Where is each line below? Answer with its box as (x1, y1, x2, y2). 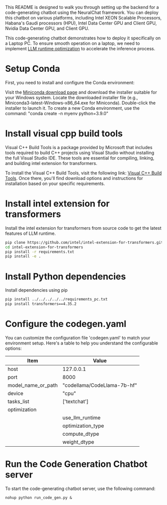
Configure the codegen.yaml (5, 319, 127, 330)
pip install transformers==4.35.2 (5, 302, 77, 307)
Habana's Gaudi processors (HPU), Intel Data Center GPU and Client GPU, (5, 20, 157, 26)
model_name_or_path (7, 381, 58, 388)
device (7, 390, 24, 397)
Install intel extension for (5, 198, 110, 209)
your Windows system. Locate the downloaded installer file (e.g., (5, 94, 138, 100)
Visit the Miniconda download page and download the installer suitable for (5, 89, 158, 95)
